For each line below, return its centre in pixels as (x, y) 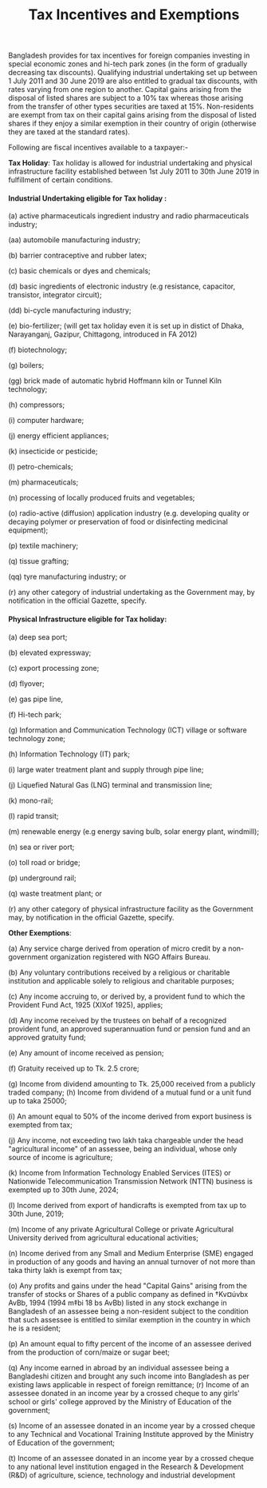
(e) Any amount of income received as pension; (86, 1052)
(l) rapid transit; (33, 816)
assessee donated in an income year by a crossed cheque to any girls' (124, 1393)
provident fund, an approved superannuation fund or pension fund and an (130, 1028)
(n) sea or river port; (41, 847)
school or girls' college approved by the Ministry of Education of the (120, 1402)
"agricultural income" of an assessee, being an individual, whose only (123, 1148)
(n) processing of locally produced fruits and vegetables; (102, 498)
